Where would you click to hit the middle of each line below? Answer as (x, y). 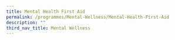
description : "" (26, 22)
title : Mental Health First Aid (46, 11)
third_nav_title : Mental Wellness (48, 28)
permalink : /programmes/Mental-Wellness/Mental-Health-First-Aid (87, 17)
